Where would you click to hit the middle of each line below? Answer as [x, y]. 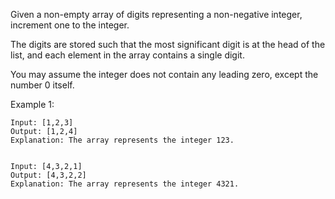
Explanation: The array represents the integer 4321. [125, 184]
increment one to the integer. [70, 25]
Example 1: [32, 104]
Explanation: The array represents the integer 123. [122, 140]
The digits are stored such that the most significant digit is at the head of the [168, 44]
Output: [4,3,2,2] [48, 175]
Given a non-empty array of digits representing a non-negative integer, [156, 14]
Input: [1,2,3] [42, 123]
